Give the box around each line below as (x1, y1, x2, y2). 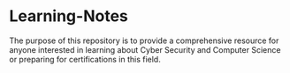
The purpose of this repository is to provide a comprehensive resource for (9, 35, 279, 46)
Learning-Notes (9, 6, 128, 26)
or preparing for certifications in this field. (9, 54, 161, 64)
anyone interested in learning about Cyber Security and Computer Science (9, 44, 281, 55)
